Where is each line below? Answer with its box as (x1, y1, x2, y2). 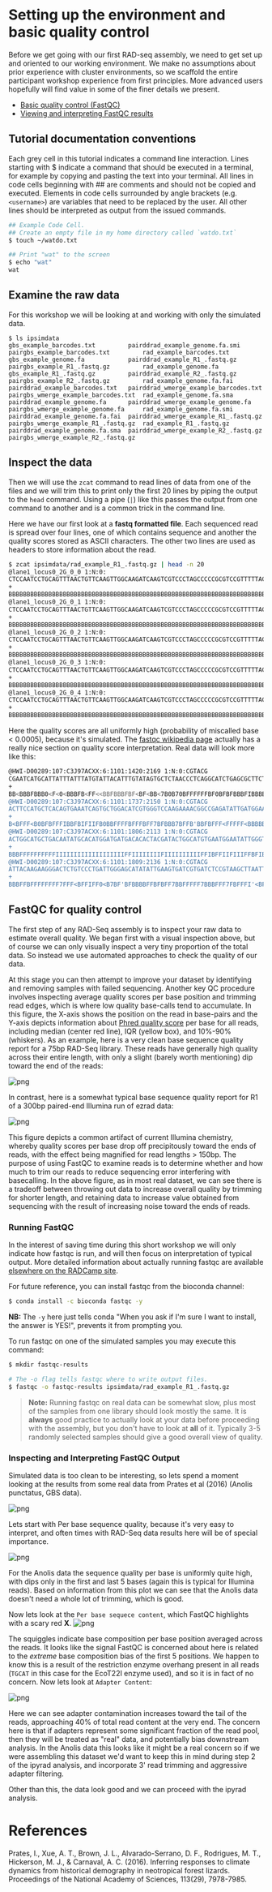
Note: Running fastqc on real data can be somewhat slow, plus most (28, 1397, 257, 1407)
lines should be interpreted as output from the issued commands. (8, 205, 227, 215)
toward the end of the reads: (8, 1060, 104, 1070)
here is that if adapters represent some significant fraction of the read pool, (8, 1726, 260, 1735)
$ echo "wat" (8, 258, 53, 267)
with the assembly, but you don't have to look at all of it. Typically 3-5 (28, 1423, 261, 1433)
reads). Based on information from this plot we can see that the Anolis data (8, 1585, 258, 1595)
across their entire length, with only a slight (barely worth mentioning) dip (8, 1052, 253, 1062)
